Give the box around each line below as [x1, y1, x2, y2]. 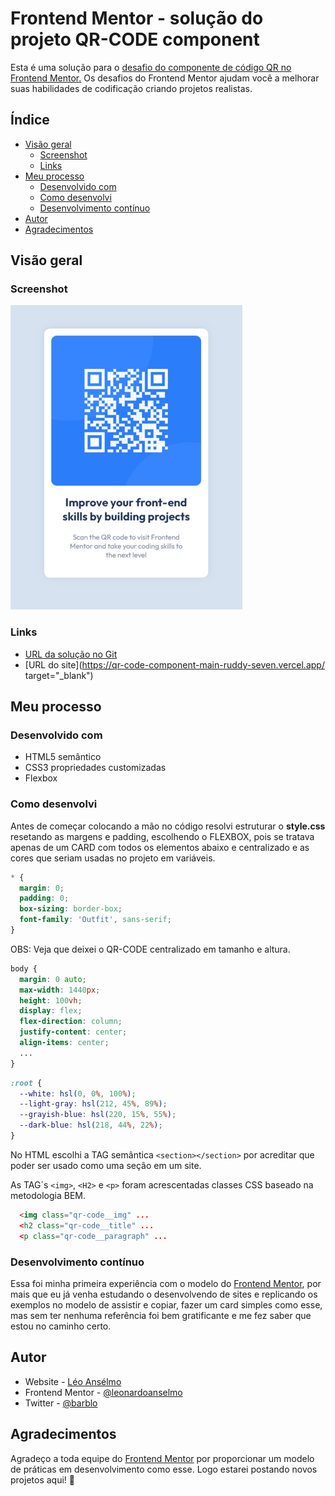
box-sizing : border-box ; [19, 904, 123, 914]
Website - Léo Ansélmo [24, 1375, 122, 1387]
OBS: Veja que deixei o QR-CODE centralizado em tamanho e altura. [10, 943, 291, 955]
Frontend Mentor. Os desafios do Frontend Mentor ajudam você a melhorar [10, 72, 320, 84]
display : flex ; [19, 1006, 83, 1016]
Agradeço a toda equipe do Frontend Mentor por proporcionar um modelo [10, 1452, 315, 1464]
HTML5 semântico [24, 751, 102, 763]
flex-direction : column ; [19, 1017, 123, 1027]
